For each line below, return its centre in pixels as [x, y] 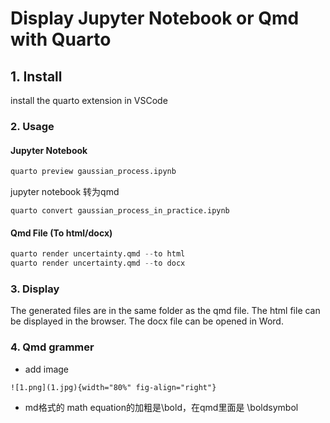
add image [47, 369]
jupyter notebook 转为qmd [65, 191]
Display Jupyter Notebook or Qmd [155, 18]
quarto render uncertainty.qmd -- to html [98, 254]
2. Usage [32, 126]
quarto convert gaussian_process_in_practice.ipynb [120, 211]
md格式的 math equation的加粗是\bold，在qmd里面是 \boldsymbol [161, 407]
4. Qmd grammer [52, 347]
